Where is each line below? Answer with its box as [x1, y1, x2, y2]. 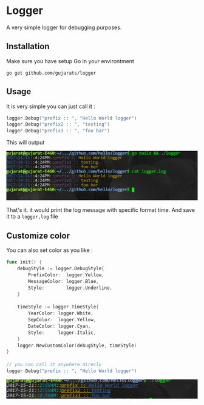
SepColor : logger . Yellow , [28, 317, 97, 323]
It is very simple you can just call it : [6, 103, 96, 110]
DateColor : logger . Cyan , [28, 323, 91, 329]
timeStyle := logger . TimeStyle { [17, 304, 99, 310]
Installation [6, 41, 50, 52]
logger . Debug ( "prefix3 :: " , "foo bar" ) [6, 128, 110, 134]
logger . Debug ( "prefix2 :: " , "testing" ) [6, 121, 110, 128]
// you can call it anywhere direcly [6, 362, 102, 368]
